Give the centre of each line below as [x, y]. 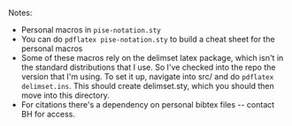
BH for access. [48, 114]
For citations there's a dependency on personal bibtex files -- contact [148, 104]
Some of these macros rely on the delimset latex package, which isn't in [152, 58]
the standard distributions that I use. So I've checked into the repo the [148, 67]
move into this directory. [65, 95]
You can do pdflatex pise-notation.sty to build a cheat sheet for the [148, 39]
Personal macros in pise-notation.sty [91, 30]
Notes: [20, 13]
